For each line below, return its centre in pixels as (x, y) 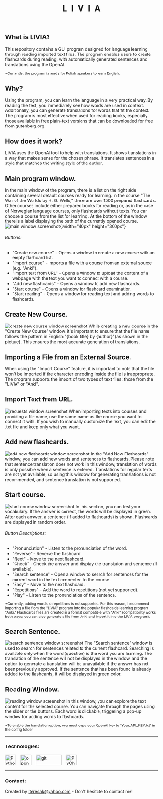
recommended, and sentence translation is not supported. (63, 479)
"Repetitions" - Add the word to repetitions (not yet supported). (75, 590)
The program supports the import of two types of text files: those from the (79, 379)
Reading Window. (32, 689)
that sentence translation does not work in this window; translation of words (81, 464)
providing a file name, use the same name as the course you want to (73, 416)
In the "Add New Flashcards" (120, 454)
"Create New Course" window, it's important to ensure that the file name (77, 331)
